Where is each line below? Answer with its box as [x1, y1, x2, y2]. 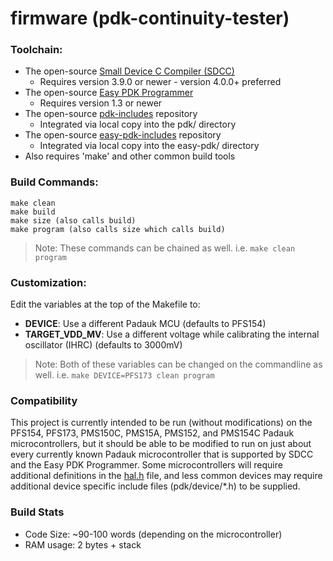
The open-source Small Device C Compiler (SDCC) [24, 65, 235, 77]
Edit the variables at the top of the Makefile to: [10, 298, 201, 311]
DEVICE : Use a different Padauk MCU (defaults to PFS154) [24, 318, 267, 330]
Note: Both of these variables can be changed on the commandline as [34, 358, 323, 371]
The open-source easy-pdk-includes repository [24, 129, 222, 141]
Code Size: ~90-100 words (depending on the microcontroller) [24, 528, 283, 540]
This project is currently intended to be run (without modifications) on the [10, 417, 313, 429]
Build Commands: [10, 175, 99, 189]
